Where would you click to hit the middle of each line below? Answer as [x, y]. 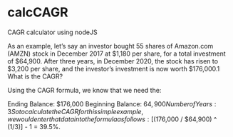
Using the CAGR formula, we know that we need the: [84, 90]
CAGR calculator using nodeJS [52, 32]
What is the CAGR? [35, 76]
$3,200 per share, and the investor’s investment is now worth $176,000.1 [114, 68]
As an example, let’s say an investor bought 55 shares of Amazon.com [110, 46]
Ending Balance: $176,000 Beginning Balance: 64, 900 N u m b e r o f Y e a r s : [112, 103]
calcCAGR [38, 12]
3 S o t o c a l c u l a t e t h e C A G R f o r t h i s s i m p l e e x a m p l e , [76, 111]
